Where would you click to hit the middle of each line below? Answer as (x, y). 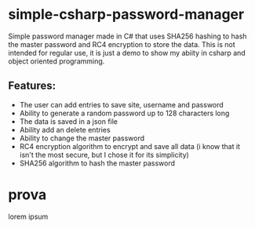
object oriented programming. (56, 61)
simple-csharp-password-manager (126, 15)
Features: (32, 86)
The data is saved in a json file (69, 121)
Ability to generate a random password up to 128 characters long (124, 113)
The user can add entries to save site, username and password (121, 104)
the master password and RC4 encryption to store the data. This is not (122, 44)
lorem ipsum (28, 216)
